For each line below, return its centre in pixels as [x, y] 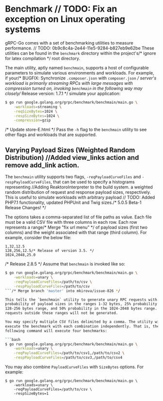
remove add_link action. [42, 165]
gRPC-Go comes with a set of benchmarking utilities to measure [69, 43]
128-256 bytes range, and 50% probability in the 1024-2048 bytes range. [81, 308]
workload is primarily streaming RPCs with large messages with [69, 83]
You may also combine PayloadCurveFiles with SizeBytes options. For [74, 367]
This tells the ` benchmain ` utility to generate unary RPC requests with [81, 300]
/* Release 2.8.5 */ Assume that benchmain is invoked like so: [65, 264]
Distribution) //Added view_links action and [72, 158]
